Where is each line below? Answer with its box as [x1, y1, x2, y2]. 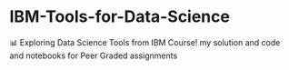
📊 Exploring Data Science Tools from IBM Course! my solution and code [9, 36, 281, 47]
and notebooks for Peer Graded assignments [9, 50, 178, 61]
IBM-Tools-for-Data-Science [9, 6, 230, 27]
